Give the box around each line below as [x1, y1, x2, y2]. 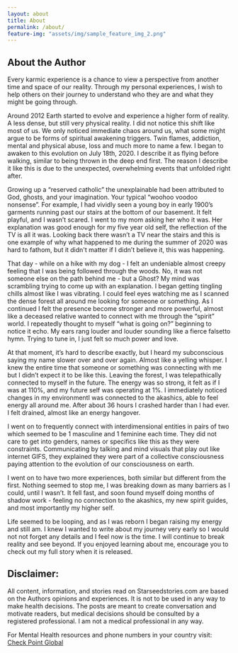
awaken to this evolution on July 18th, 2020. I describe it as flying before [7, 149, 220, 158]
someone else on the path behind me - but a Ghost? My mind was [7, 274, 200, 283]
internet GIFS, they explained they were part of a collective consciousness [7, 453, 225, 461]
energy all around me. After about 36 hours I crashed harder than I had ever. [7, 401, 230, 409]
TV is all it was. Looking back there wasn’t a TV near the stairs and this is [7, 231, 221, 239]
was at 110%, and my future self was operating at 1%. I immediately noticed [7, 386, 227, 394]
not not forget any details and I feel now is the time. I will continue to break [7, 533, 225, 541]
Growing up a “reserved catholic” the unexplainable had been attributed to [7, 186, 225, 194]
